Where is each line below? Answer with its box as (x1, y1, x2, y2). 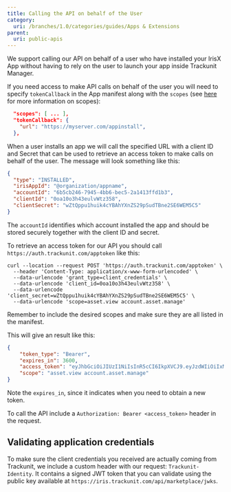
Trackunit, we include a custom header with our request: (7, 462, 167, 470)
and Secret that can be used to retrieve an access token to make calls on (7, 149, 214, 158)
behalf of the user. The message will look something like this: (7, 156, 180, 165)
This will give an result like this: (7, 331, 96, 339)
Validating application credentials (7, 436, 155, 448)
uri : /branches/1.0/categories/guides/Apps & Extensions (13, 23, 180, 30)
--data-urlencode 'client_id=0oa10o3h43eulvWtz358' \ (13, 280, 170, 287)
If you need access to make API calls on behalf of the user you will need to (7, 83, 219, 91)
